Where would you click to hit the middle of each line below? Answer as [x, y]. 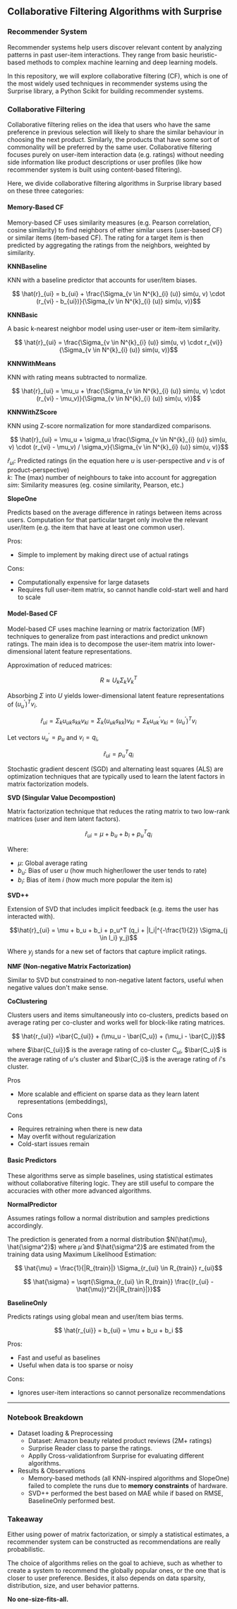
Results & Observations [51, 1471]
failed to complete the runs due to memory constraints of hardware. [128, 1485]
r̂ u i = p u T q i [119, 754]
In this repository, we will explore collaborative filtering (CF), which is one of [118, 76]
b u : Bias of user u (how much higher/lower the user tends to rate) [112, 871]
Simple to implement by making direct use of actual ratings [103, 555]
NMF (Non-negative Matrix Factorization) [69, 967]
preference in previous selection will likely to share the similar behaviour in [116, 132]
